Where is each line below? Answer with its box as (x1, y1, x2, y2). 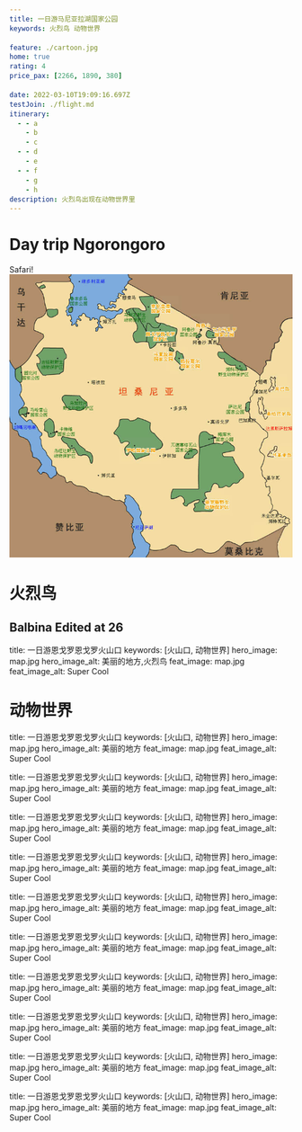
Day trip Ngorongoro (9, 235, 166, 255)
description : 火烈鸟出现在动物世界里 (9, 194, 136, 204)
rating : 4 (9, 62, 47, 71)
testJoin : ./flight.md (9, 100, 94, 109)
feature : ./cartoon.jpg (9, 43, 99, 52)
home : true (9, 52, 50, 62)
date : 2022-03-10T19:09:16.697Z (9, 90, 130, 99)
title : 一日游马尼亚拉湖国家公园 (9, 14, 119, 23)
